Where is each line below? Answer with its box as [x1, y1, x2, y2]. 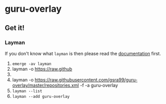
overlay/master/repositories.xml [12, 82, 79, 88]
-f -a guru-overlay [80, 82, 118, 88]
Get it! [5, 24, 25, 32]
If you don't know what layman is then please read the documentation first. [5, 50, 161, 56]
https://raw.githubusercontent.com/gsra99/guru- [34, 76, 138, 82]
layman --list [12, 88, 42, 94]
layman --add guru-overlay [12, 94, 70, 99]
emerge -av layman [12, 61, 52, 67]
